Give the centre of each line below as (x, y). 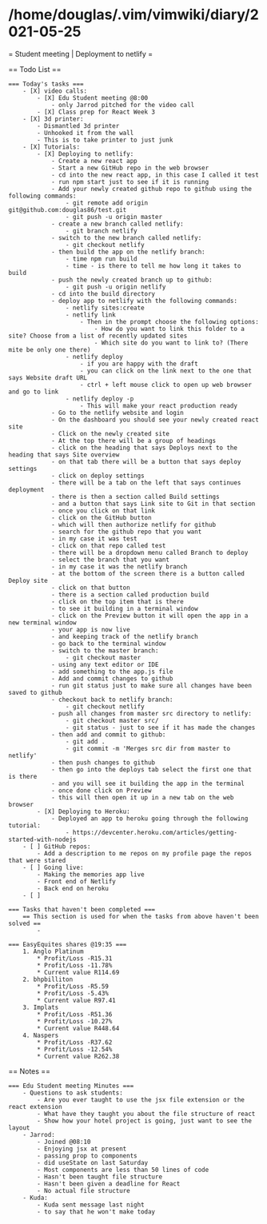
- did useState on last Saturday (93, 1162)
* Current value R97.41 (76, 1000)
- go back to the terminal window (108, 644)
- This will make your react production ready (159, 405)
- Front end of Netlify (76, 881)
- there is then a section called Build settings (135, 496)
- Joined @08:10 (64, 1142)
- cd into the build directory (103, 293)
